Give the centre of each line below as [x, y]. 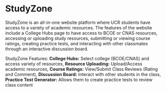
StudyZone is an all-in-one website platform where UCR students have [78, 22]
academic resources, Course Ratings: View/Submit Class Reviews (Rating [82, 69]
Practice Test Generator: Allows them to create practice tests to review [79, 80]
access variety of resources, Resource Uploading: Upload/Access [74, 64]
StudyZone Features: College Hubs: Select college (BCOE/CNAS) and [77, 58]
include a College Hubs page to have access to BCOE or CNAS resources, [81, 33]
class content [19, 85]
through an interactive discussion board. [47, 49]
